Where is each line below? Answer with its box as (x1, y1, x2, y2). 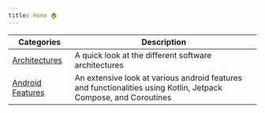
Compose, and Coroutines (74, 92, 172, 103)
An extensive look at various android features (74, 72, 243, 83)
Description (141, 36, 187, 47)
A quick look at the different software (74, 49, 212, 60)
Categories (18, 36, 62, 47)
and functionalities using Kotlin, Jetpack (74, 82, 222, 93)
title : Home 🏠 (8, 11, 58, 20)
